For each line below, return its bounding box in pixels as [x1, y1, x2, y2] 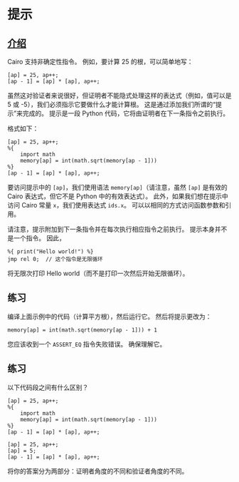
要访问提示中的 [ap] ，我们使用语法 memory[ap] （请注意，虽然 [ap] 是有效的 [7, 183, 228, 191]
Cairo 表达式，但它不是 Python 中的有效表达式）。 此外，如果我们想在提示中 [7, 192, 229, 200]
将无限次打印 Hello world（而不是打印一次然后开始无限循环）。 [7, 269, 189, 277]
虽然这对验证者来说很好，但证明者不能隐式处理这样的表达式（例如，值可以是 [7, 91, 232, 100]
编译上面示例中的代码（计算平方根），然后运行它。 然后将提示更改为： [7, 312, 212, 321]
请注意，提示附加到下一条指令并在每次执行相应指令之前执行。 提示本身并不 [7, 225, 228, 233]
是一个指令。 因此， [7, 234, 65, 242]
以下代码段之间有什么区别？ [7, 383, 89, 391]
